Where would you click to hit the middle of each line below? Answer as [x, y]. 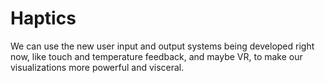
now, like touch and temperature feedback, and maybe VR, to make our [156, 56]
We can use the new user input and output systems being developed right [162, 46]
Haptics [43, 18]
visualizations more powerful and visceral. [97, 67]
